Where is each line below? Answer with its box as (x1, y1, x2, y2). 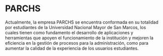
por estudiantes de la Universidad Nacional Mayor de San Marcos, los (5, 24, 146, 30)
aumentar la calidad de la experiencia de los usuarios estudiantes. (5, 45, 139, 51)
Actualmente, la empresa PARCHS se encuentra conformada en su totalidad (5, 19, 159, 25)
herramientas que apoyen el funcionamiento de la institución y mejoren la (5, 35, 154, 41)
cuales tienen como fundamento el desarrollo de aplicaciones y (5, 29, 134, 35)
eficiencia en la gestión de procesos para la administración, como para (5, 40, 149, 46)
